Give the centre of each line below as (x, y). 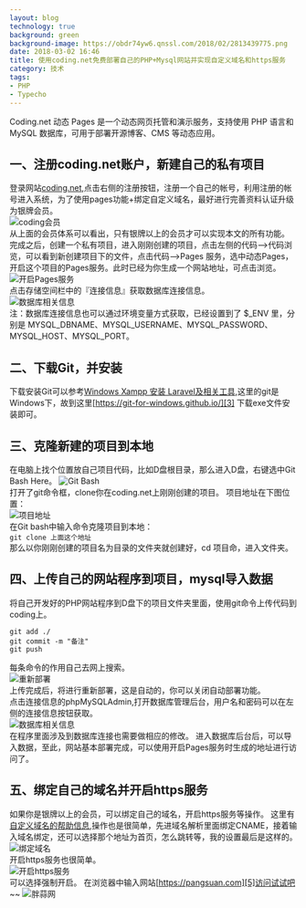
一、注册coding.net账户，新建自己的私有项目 (137, 164)
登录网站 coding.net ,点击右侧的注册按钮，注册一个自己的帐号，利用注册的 (147, 188)
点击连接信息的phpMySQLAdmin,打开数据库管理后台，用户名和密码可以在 (148, 701)
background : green (44, 35)
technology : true (42, 26)
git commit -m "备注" (49, 641)
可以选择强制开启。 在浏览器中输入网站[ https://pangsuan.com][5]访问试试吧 (153, 882)
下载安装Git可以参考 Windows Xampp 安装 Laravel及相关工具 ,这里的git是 (144, 391)
